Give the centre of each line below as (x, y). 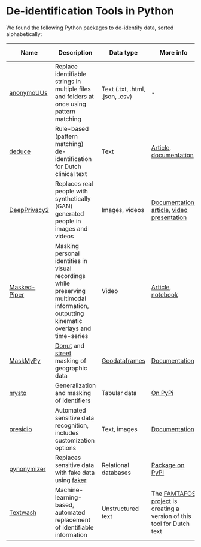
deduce (20, 151)
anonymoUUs (28, 92)
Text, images (119, 429)
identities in (71, 261)
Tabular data (119, 393)
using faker (71, 480)
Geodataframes (123, 360)
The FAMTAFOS (173, 494)
